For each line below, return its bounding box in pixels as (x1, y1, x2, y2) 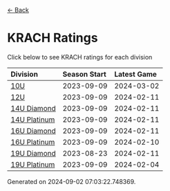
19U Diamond (10, 148, 57, 158)
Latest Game (113, 69, 158, 79)
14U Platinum (10, 114, 55, 124)
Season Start (62, 69, 107, 79)
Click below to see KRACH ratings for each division (7, 53, 153, 61)
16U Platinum (10, 137, 55, 147)
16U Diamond (10, 126, 57, 136)
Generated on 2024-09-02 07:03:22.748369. (7, 177, 136, 185)
